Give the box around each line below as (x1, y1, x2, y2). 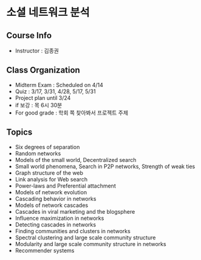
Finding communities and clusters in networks (15, 227, 131, 234)
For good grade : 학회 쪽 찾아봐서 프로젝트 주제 (15, 109, 129, 116)
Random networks (15, 150, 61, 157)
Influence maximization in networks (15, 214, 104, 222)
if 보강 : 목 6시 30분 (15, 101, 63, 108)
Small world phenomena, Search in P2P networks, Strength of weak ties (15, 163, 196, 170)
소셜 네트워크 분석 (6, 5, 90, 19)
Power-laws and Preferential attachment (15, 182, 117, 189)
